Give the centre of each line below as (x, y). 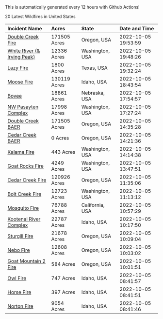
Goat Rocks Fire (25, 166)
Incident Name (25, 29)
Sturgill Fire (20, 236)
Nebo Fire (19, 250)
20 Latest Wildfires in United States (41, 16)
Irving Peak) (21, 57)
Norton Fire (20, 306)
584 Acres (63, 264)
